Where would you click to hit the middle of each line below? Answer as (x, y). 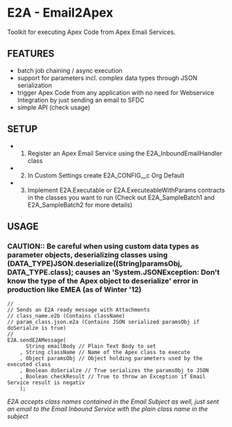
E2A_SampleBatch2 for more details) (80, 204)
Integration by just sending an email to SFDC (81, 100)
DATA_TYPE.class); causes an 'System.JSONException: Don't (114, 272)
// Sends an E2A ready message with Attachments (79, 310)
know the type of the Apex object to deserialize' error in (103, 281)
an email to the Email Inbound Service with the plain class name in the (108, 409)
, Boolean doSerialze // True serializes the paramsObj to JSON (114, 371)
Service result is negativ (46, 383)
